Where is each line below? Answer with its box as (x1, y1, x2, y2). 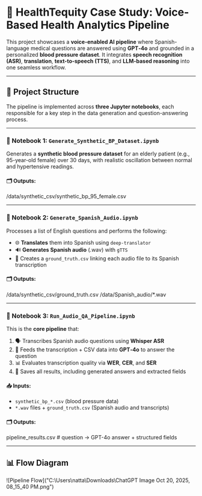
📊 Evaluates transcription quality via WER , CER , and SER (14, 359, 157, 366)
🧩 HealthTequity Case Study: (6, 5, 153, 19)
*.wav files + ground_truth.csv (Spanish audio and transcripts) (14, 404, 170, 412)
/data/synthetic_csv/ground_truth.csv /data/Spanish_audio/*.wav (6, 290, 167, 298)
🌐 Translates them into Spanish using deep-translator (14, 239, 151, 246)
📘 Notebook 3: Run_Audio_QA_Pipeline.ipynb (6, 312, 135, 320)
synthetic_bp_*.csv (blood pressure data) (14, 398, 119, 405)
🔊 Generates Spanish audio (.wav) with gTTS (14, 246, 128, 253)
